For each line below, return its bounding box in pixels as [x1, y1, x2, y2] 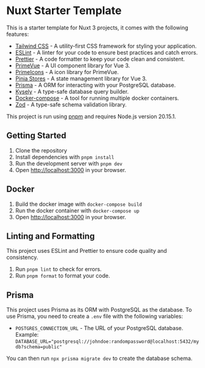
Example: [15, 331, 39, 339]
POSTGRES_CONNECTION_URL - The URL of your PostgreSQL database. [15, 325, 184, 332]
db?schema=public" [15, 344, 62, 350]
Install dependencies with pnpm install [15, 153, 114, 160]
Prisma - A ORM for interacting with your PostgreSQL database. [15, 81, 176, 89]
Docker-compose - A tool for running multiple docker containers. [15, 94, 179, 102]
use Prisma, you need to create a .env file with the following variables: [6, 313, 184, 320]
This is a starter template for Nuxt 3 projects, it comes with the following [6, 24, 188, 31]
